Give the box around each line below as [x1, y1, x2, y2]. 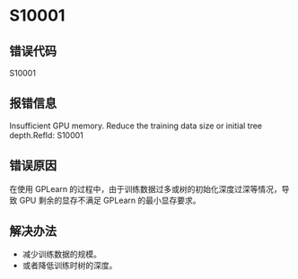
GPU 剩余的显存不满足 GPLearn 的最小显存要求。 [19, 195, 201, 205]
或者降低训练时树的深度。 [22, 260, 118, 271]
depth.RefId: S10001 [9, 129, 83, 140]
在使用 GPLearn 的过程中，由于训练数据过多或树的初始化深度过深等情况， [9, 183, 283, 194]
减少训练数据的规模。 [22, 248, 101, 260]
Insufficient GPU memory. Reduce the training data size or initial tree [9, 120, 263, 131]
